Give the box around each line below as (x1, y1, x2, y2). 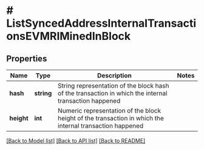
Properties (6, 53, 47, 64)
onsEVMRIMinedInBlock (6, 30, 131, 43)
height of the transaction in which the (57, 114, 164, 122)
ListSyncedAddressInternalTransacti (6, 16, 197, 30)
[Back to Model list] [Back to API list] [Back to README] (6, 137, 146, 144)
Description (97, 71, 132, 79)
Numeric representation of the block (57, 106, 161, 115)
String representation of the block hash (57, 82, 169, 90)
